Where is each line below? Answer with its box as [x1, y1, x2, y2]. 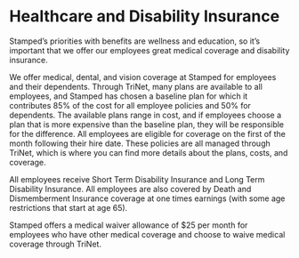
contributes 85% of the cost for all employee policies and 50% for [9, 100, 252, 110]
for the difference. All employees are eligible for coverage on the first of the [9, 128, 287, 139]
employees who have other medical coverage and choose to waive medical [9, 229, 286, 239]
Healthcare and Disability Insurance [9, 6, 280, 27]
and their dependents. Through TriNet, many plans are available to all [9, 81, 263, 92]
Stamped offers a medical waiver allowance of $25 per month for [9, 220, 248, 230]
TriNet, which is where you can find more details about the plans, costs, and [9, 147, 288, 157]
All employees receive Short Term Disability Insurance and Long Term [9, 173, 265, 184]
